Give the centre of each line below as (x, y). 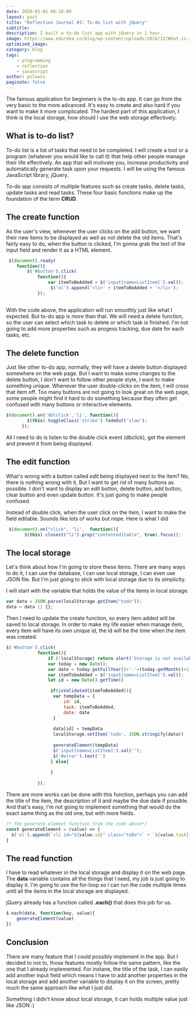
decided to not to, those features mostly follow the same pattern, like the (93, 962)
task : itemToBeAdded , (90, 707)
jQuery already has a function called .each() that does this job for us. (89, 903)
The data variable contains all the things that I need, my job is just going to (96, 879)
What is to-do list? (40, 136)
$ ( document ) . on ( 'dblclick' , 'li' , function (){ (62, 415)
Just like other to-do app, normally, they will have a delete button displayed (96, 367)
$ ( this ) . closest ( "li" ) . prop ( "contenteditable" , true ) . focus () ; (103, 535)
